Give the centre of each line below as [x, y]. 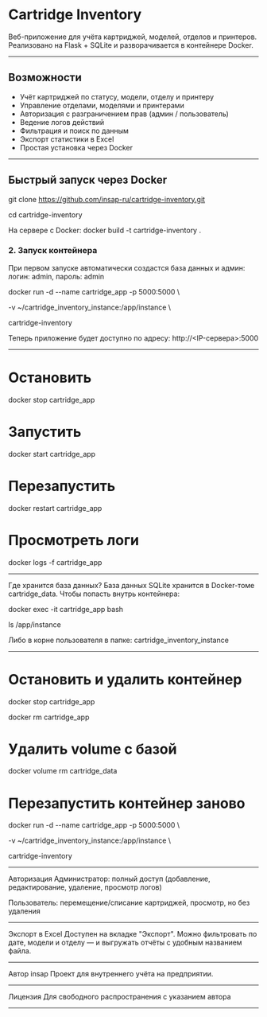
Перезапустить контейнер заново [127, 803]
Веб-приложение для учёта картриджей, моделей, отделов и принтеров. [133, 37]
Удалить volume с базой [93, 749]
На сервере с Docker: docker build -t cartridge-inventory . [104, 230]
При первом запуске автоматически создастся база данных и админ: [127, 267]
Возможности [45, 78]
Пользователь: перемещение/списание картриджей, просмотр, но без [129, 903]
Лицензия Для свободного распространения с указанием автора [120, 997]
